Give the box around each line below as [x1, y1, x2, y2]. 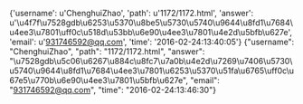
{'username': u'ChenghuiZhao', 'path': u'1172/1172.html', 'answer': [9, 8, 254, 18]
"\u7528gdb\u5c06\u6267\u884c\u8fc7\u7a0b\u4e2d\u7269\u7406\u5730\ [9, 56, 293, 66]
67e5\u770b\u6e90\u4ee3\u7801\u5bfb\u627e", [9, 75, 188, 85]
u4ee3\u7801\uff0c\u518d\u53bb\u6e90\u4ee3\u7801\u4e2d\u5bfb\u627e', [9, 27, 292, 37]
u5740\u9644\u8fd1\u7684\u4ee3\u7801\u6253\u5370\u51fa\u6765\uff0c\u [9, 65, 295, 76]
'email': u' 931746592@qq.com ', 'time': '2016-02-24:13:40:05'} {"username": [9, 36, 295, 47]
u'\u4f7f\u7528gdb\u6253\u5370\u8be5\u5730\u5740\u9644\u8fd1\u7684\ [9, 17, 294, 28]
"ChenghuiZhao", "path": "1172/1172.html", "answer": [9, 46, 205, 57]
